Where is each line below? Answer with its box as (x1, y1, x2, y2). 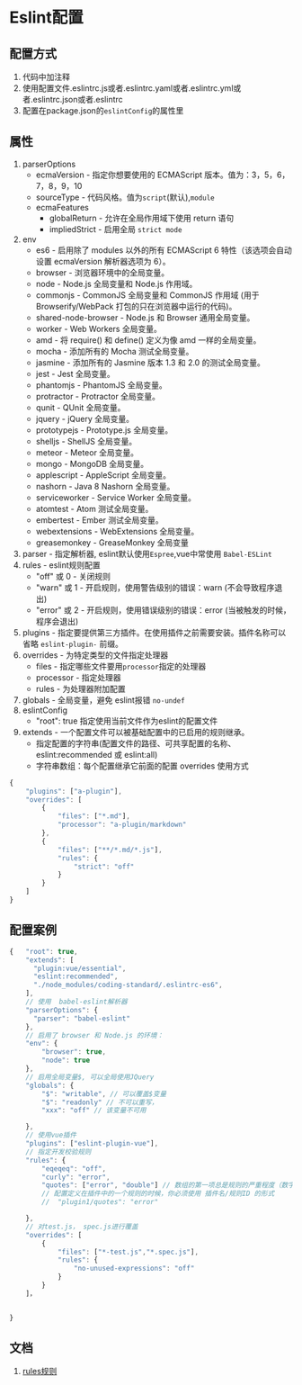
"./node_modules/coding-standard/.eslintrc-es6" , (32, 981, 223, 990)
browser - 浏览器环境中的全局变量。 (35, 266, 169, 278)
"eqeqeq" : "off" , (41, 1164, 106, 1174)
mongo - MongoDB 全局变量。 (35, 458, 149, 469)
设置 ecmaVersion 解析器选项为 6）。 (35, 256, 171, 266)
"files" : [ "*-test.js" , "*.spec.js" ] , (57, 1247, 200, 1256)
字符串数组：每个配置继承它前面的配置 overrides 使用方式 (35, 760, 249, 771)
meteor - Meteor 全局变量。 (35, 446, 139, 458)
